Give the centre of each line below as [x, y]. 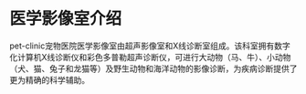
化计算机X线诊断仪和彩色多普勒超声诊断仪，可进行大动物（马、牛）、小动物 [150, 57]
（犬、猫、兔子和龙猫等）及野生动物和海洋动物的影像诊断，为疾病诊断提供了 [153, 68]
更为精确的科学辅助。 [49, 79]
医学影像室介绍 [66, 19]
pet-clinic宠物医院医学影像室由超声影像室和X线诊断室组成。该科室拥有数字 [150, 46]
